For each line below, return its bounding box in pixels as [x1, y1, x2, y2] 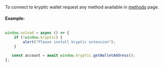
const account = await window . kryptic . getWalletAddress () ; [11, 53, 135, 58]
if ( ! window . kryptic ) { [14, 35, 63, 40]
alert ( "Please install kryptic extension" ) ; [23, 39, 116, 45]
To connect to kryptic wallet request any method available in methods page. [5, 4, 159, 10]
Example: [5, 15, 25, 21]
